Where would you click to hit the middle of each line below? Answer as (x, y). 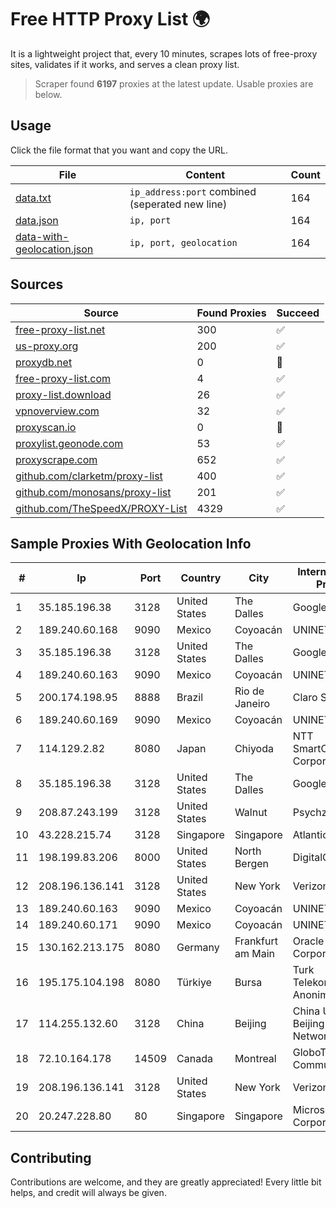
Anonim (311, 995)
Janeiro (252, 704)
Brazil (190, 698)
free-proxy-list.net (60, 329)
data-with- (42, 236)
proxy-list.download (63, 394)
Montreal (255, 1059)
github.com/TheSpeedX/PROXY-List (101, 508)
